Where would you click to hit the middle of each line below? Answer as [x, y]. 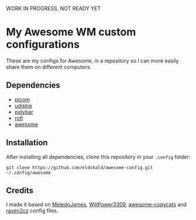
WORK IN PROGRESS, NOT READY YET [54, 8]
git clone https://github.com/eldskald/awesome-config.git [80, 167]
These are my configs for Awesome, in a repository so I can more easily [92, 60]
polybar [24, 112]
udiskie [23, 105]
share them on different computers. [49, 67]
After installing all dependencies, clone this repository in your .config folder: [98, 157]
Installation [27, 143]
